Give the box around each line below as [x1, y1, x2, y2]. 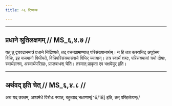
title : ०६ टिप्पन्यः [5, 7, 38, 13]
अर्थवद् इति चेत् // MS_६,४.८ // [5, 80, 86, 90]
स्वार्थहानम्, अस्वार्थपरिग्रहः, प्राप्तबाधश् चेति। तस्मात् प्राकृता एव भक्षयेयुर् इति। [5, 61, 127, 67]
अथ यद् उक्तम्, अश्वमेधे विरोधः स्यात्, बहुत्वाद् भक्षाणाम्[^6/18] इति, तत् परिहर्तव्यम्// [5, 94, 140, 100]
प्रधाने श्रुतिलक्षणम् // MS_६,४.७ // [5, 36, 91, 45]
